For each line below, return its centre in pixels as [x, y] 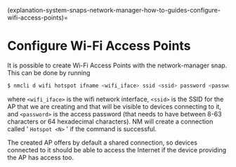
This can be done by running [49, 72]
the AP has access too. [40, 157]
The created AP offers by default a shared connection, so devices [103, 142]
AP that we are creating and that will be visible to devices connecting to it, [114, 106]
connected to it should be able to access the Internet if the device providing [117, 149]
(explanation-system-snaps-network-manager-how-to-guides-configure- [114, 10]
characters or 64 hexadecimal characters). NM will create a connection [110, 121]
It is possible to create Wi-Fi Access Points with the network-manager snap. [117, 65]
